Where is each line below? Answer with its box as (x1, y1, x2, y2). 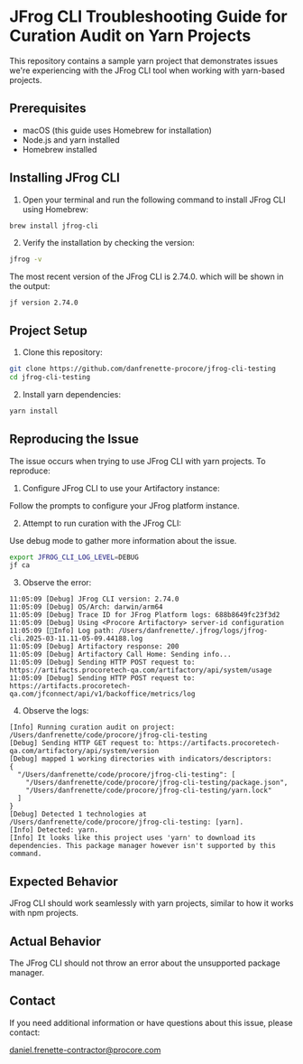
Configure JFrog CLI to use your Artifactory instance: (22, 482, 221, 493)
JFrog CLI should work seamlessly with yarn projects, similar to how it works (9, 898, 294, 909)
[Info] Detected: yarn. (9, 826, 99, 835)
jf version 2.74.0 (9, 298, 78, 308)
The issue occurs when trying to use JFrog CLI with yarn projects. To (9, 455, 266, 466)
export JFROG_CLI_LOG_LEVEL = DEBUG (9, 553, 140, 562)
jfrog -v (9, 255, 42, 264)
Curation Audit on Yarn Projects (9, 25, 252, 46)
